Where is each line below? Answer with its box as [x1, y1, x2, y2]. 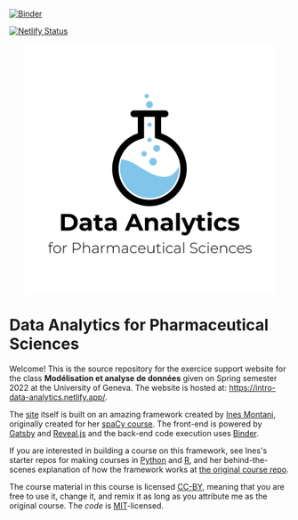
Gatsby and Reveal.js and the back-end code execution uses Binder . [9, 427, 260, 438]
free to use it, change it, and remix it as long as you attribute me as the [9, 491, 268, 501]
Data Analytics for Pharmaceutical [9, 315, 270, 336]
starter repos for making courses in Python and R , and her [9, 454, 222, 465]
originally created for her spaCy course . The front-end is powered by [9, 418, 262, 429]
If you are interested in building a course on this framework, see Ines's [9, 445, 268, 456]
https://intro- [229, 382, 276, 393]
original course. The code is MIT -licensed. [9, 500, 165, 511]
